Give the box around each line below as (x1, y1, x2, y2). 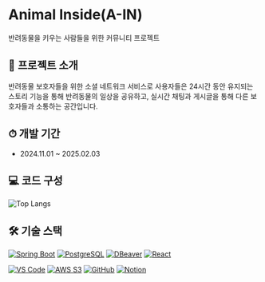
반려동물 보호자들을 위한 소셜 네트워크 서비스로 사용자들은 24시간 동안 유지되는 (8, 81, 254, 91)
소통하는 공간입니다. (35, 101, 98, 111)
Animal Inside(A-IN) (8, 6, 143, 24)
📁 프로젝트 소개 (8, 58, 78, 73)
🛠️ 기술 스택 (8, 224, 62, 237)
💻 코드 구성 (8, 173, 63, 187)
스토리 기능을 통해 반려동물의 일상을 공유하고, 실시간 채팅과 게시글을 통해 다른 (8, 91, 249, 101)
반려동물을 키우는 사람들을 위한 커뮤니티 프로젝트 (8, 33, 160, 42)
